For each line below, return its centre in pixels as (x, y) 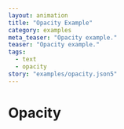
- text (26, 60)
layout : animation (38, 15)
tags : (17, 52)
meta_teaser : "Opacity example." (63, 37)
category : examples (40, 30)
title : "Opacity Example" (50, 23)
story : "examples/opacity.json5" (63, 74)
